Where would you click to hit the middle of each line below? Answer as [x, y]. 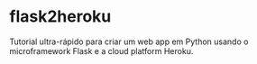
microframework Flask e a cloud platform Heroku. [101, 50]
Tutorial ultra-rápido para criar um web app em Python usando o [129, 41]
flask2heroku [60, 17]
